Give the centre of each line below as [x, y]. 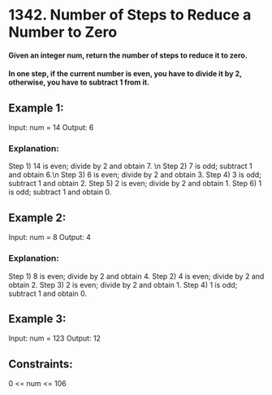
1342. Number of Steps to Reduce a [130, 15]
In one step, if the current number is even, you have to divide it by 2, [125, 74]
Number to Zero [63, 32]
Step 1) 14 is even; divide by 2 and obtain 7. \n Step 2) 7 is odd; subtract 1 [131, 166]
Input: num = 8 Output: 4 [50, 237]
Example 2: [37, 217]
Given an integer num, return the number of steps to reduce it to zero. [128, 55]
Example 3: [37, 319]
